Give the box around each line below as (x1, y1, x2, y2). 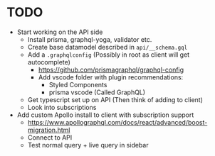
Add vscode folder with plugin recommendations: (38, 72, 184, 82)
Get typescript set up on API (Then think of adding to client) (27, 95, 204, 104)
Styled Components (48, 80, 107, 89)
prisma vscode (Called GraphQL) (48, 88, 146, 96)
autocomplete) (27, 57, 70, 66)
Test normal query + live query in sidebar (27, 140, 149, 149)
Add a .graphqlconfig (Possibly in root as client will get (27, 50, 190, 59)
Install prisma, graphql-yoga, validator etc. (27, 35, 152, 43)
